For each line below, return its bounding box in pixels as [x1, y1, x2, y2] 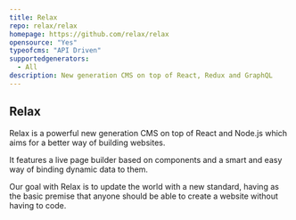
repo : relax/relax [9, 21, 78, 30]
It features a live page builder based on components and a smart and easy [9, 154, 283, 165]
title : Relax [9, 12, 58, 22]
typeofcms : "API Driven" [9, 46, 102, 55]
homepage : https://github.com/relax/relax [9, 29, 169, 38]
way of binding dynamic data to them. [9, 164, 149, 175]
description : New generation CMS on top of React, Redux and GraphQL [9, 71, 274, 80]
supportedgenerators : [9, 54, 90, 63]
